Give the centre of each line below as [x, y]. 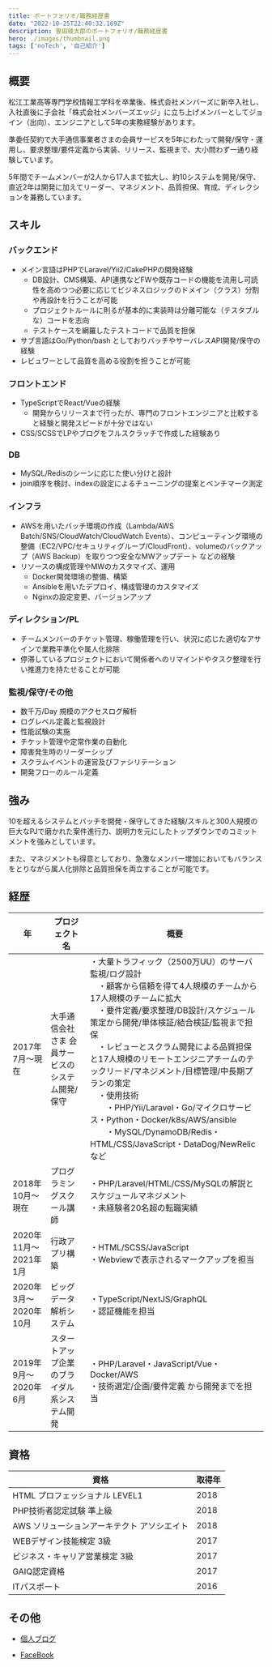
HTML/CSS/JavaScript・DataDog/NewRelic [173, 1143]
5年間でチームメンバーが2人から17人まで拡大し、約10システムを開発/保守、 [134, 177]
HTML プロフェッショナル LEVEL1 [78, 1495]
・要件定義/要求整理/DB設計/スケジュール [177, 1010]
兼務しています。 [58, 197]
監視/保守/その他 [41, 692]
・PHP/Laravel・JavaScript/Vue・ [155, 1364]
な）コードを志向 [61, 320]
